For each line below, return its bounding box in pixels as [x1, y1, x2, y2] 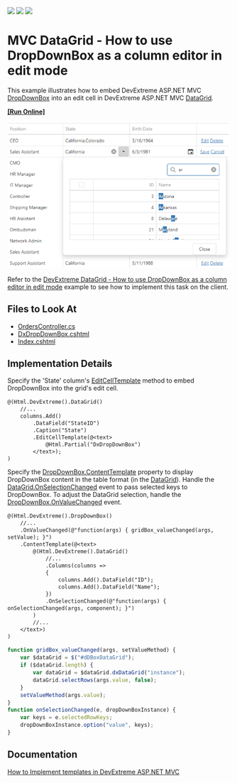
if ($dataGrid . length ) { [20, 662, 94, 669]
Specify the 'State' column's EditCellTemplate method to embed [7, 376, 194, 385]
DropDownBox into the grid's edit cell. [7, 384, 118, 393]
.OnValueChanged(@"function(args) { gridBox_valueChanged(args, [20, 527, 214, 534]
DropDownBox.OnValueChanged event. [7, 498, 122, 507]
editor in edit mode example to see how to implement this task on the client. [7, 283, 228, 291]
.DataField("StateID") [33, 420, 100, 427]
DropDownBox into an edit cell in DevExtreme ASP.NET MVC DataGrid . [7, 93, 214, 102]
